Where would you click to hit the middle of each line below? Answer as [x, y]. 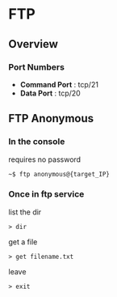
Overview [33, 44]
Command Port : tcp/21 [59, 84]
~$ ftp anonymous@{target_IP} [59, 174]
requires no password [45, 159]
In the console [37, 142]
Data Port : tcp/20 [50, 93]
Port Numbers [36, 67]
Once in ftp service [46, 194]
